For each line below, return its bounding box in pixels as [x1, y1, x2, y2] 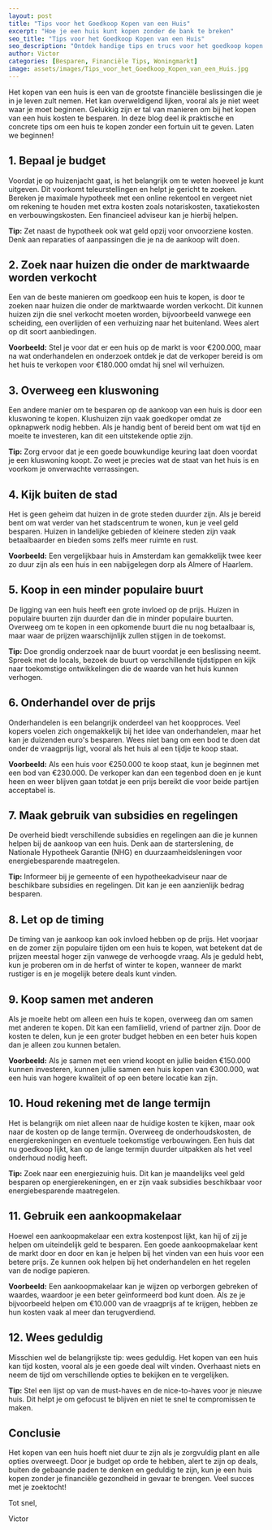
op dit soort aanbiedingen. [8, 327, 97, 337]
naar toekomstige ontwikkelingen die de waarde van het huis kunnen [8, 664, 239, 673]
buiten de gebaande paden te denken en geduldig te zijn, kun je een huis [8, 1465, 253, 1475]
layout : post [8, 11, 53, 20]
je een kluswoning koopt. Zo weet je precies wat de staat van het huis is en [8, 456, 260, 465]
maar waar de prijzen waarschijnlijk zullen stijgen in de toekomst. [8, 630, 227, 640]
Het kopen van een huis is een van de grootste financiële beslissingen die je [8, 87, 262, 97]
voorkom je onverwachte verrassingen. [8, 464, 140, 474]
